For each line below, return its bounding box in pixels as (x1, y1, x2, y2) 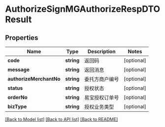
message (7, 66, 30, 73)
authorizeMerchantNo (7, 75, 61, 82)
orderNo (7, 94, 28, 100)
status (7, 85, 23, 92)
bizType (7, 103, 27, 110)
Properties (5, 33, 38, 42)
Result (5, 14, 32, 25)
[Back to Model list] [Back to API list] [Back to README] (5, 117, 118, 122)
